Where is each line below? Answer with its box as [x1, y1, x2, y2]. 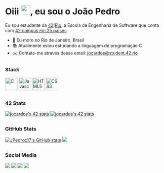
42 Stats [5, 100, 26, 107]
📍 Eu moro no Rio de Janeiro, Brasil [12, 37, 84, 43]
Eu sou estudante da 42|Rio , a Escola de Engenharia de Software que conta [5, 22, 160, 28]
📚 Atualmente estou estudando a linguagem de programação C [12, 43, 142, 48]
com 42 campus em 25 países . [5, 27, 68, 33]
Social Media [5, 151, 37, 158]
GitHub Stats [5, 125, 37, 132]
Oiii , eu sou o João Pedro [5, 6, 120, 17]
